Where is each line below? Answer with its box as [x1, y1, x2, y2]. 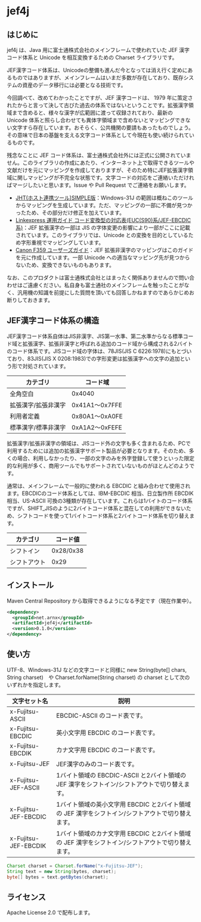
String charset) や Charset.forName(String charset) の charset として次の [7, 674, 190, 681]
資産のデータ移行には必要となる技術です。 [22, 82, 126, 88]
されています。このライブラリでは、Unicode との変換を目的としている [15, 232, 188, 238]
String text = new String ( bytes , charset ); [7, 868, 117, 874]
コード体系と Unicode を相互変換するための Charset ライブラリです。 [7, 54, 178, 61]
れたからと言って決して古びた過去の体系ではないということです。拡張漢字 [7, 102, 189, 109]
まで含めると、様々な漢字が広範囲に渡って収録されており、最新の [11, 109, 174, 116]
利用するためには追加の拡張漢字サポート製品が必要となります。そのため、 [7, 447, 190, 454]
